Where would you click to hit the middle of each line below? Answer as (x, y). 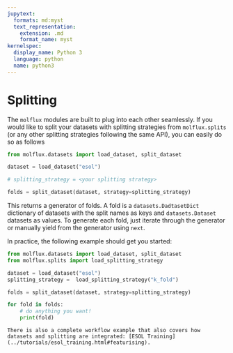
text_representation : (45, 27)
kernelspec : (24, 46)
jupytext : (22, 14)
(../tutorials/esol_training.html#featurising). (79, 343)
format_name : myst (46, 40)
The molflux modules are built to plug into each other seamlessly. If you (110, 119)
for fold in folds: (35, 305)
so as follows (26, 142)
